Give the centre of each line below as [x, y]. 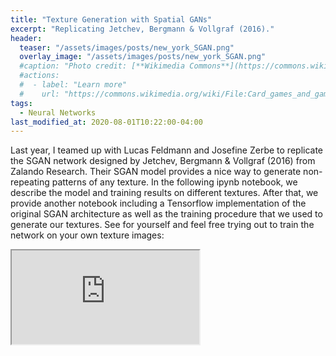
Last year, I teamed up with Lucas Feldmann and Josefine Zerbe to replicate [167, 150]
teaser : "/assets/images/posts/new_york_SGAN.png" [127, 47]
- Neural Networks [58, 112]
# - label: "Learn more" [73, 85]
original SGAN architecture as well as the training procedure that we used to [166, 214]
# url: [39, 94]
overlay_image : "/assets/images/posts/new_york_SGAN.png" [143, 57]
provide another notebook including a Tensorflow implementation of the [158, 203]
